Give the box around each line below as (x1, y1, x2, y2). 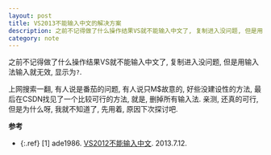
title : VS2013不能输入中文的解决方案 (8, 19, 122, 27)
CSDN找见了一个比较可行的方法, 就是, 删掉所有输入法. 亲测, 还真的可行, (22, 94, 259, 104)
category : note (8, 34, 60, 43)
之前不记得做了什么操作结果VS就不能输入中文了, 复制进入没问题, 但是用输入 (8, 57, 260, 67)
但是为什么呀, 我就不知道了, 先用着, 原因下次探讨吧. (8, 104, 178, 114)
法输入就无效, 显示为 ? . (8, 67, 82, 77)
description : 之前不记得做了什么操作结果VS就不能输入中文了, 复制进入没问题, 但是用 (8, 27, 264, 35)
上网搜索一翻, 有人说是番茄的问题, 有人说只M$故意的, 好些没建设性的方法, (8, 84, 252, 94)
